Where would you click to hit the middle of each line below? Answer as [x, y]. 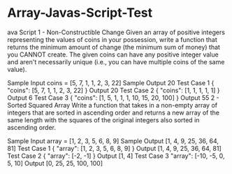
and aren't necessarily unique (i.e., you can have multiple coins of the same [116, 61]
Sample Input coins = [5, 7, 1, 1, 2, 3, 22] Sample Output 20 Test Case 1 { [111, 82]
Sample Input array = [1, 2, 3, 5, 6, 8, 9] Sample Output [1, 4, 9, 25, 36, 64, [113, 140]
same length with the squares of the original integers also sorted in [103, 119]
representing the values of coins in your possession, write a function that [113, 39]
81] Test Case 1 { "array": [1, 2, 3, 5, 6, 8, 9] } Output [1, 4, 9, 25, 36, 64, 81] [114, 148]
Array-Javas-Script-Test [80, 13]
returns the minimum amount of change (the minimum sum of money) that [114, 47]
